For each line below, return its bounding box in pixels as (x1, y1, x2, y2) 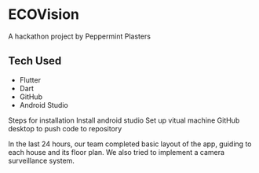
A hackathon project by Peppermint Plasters (8, 31, 151, 41)
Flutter (19, 75, 42, 84)
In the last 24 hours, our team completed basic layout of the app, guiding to (8, 139, 252, 149)
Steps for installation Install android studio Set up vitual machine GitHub (8, 116, 240, 125)
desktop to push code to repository (8, 123, 122, 133)
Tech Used (8, 54, 62, 68)
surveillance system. (8, 156, 75, 165)
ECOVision (8, 6, 80, 24)
